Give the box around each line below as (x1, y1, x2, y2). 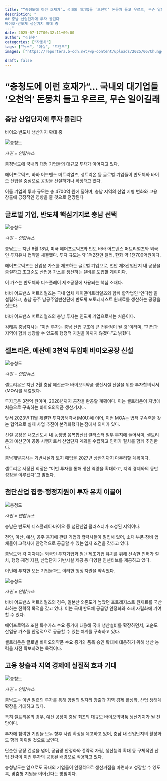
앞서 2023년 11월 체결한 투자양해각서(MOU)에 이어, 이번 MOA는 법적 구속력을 (5, 415, 156, 421)
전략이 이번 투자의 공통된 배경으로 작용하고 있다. (10, 754, 103, 760)
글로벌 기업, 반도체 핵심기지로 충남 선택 (5, 210, 117, 219)
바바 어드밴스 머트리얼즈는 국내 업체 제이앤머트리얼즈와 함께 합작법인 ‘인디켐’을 (5, 290, 158, 296)
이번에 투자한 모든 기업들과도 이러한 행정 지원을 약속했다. (5, 567, 115, 574)
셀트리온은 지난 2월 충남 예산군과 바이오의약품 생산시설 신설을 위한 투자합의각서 (5, 382, 159, 387)
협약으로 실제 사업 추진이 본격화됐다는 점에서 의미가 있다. (10, 421, 121, 427)
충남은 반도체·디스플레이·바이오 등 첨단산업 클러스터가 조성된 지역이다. (5, 523, 141, 529)
